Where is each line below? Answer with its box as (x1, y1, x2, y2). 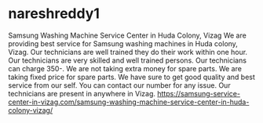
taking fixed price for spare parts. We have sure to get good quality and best (8, 72, 255, 81)
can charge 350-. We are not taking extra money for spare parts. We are (8, 63, 242, 73)
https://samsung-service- (156, 89, 241, 98)
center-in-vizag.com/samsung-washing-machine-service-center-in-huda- (8, 97, 250, 107)
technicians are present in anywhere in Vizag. (8, 89, 155, 98)
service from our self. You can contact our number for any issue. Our (8, 80, 231, 90)
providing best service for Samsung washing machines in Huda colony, (8, 38, 238, 48)
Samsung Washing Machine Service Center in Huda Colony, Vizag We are (8, 31, 247, 40)
